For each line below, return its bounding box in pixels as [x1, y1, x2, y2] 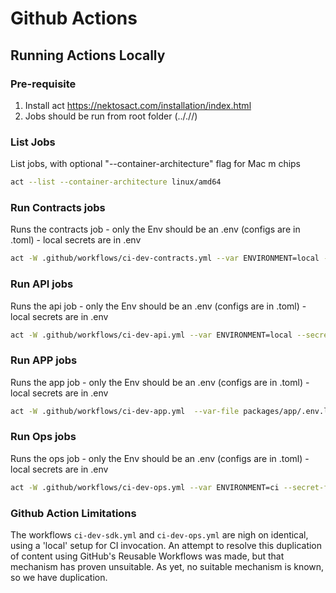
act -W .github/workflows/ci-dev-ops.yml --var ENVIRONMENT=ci [10, 482, 280, 492]
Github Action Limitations [10, 506, 137, 520]
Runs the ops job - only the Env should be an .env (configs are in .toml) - [10, 452, 310, 464]
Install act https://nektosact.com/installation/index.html [24, 99, 252, 111]
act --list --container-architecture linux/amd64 [10, 177, 222, 187]
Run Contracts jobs [10, 200, 106, 214]
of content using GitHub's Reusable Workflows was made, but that [10, 550, 285, 562]
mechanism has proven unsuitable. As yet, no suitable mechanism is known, [10, 561, 325, 573]
